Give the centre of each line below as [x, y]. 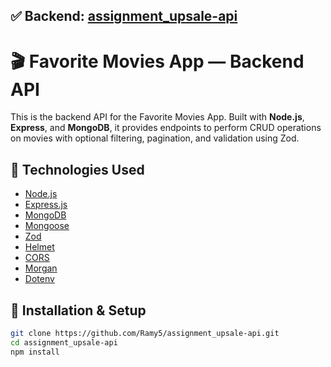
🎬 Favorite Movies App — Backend [157, 61]
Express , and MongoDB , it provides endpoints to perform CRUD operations [166, 128]
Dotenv [39, 279]
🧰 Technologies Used [77, 169]
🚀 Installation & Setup [78, 310]
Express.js [46, 205]
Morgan [41, 268]
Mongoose [47, 226]
